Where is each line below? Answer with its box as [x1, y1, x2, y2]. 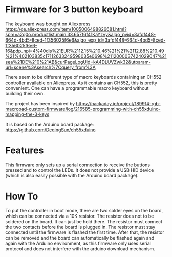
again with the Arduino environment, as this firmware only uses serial [5, 240, 151, 246]
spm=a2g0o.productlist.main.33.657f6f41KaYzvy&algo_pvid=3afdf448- [5, 31, 156, 37]
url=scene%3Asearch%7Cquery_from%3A [5, 64, 96, 70]
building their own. [5, 90, 45, 96]
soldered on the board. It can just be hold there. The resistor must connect [5, 218, 163, 224]
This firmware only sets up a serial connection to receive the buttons [5, 162, 150, 168]
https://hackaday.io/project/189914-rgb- [76, 100, 161, 106]
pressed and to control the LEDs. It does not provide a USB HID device [5, 167, 154, 173]
